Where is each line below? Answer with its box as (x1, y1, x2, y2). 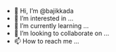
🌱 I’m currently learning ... (13, 22, 89, 30)
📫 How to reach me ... (13, 37, 79, 45)
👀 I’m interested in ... (13, 14, 74, 22)
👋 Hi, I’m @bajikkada (13, 7, 74, 15)
